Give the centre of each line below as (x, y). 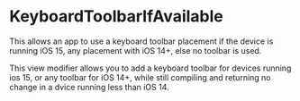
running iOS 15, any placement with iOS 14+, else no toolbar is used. (136, 50)
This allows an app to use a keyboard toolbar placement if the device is (141, 41)
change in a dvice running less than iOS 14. (89, 87)
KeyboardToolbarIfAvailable (116, 17)
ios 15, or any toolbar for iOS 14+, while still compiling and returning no (141, 77)
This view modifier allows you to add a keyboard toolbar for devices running (150, 68)
